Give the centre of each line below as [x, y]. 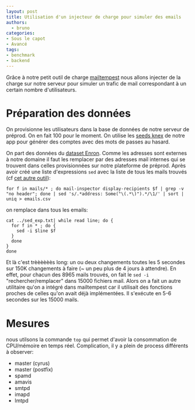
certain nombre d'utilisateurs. [41, 90]
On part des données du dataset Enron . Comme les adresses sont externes [97, 153]
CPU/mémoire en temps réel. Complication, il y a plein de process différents [97, 346]
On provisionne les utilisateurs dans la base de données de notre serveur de [98, 129]
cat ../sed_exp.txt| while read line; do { [60, 221]
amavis [23, 382]
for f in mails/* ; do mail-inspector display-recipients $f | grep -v [95, 189]
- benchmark [20, 55]
